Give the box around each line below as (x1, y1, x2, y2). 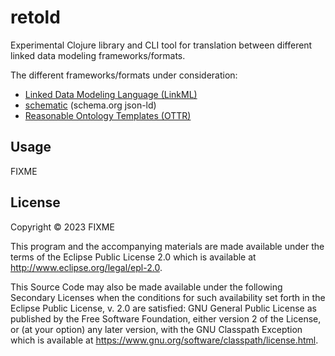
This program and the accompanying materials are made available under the (10, 240, 325, 252)
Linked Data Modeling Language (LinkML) (24, 88, 198, 100)
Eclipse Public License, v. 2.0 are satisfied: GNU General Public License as (10, 302, 317, 314)
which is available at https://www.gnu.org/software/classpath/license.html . (10, 334, 319, 346)
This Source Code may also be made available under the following (10, 281, 283, 293)
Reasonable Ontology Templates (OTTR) (24, 109, 192, 121)
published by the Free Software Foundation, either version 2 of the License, (10, 312, 322, 325)
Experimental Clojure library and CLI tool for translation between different (10, 39, 313, 51)
